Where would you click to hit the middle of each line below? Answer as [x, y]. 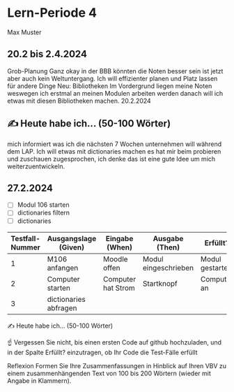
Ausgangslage [72, 238]
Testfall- [25, 238]
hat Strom [119, 288]
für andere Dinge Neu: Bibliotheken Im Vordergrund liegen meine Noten [110, 86]
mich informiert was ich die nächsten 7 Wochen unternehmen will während [115, 144]
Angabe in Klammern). [39, 380]
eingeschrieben [168, 268]
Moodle [116, 259]
